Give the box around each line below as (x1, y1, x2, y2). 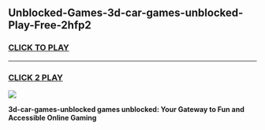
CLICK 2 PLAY (8, 72, 63, 83)
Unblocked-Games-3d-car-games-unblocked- (8, 6, 244, 20)
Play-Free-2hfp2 (8, 19, 92, 32)
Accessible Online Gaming (8, 113, 97, 122)
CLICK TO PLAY (8, 43, 69, 54)
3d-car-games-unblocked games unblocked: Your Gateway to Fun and (8, 104, 244, 113)
